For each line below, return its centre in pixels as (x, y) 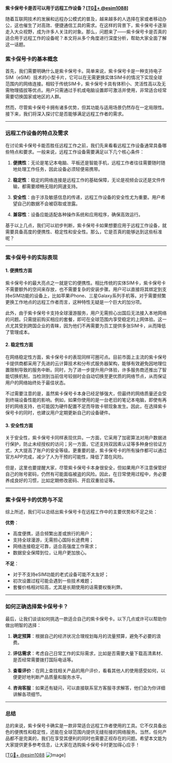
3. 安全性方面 (19, 425)
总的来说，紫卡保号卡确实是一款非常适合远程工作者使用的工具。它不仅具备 (84, 726)
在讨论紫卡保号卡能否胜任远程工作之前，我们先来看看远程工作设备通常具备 (84, 145)
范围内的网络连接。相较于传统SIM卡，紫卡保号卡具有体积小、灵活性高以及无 (86, 84)
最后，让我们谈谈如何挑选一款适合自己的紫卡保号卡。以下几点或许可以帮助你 (86, 619)
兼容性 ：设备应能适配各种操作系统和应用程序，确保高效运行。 (78, 214)
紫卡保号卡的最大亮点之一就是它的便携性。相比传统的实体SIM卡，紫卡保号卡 (86, 283)
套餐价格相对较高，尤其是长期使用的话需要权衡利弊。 (69, 587)
